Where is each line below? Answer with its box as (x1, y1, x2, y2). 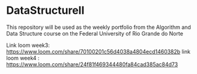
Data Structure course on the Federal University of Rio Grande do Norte (6, 29, 183, 37)
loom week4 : (6, 54, 40, 61)
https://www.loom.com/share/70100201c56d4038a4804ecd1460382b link (6, 48, 191, 55)
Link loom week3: (6, 42, 50, 49)
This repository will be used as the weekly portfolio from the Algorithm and (6, 23, 191, 31)
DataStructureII (6, 4, 85, 17)
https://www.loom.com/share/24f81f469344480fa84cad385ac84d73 (6, 61, 178, 68)
